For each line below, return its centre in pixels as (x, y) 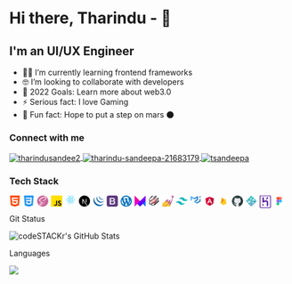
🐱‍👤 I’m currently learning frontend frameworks (107, 72)
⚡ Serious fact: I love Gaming (75, 102)
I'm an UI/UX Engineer (72, 51)
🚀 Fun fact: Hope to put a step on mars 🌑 (98, 114)
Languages (30, 254)
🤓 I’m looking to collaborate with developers (103, 82)
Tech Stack (34, 181)
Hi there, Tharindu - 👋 (90, 18)
